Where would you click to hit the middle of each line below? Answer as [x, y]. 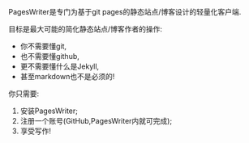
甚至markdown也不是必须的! [67, 76]
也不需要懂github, [49, 56]
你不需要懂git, [43, 46]
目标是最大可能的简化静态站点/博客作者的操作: [86, 29]
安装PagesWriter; [49, 111]
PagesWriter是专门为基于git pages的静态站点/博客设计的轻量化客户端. [125, 12]
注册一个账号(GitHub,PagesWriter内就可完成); [96, 121]
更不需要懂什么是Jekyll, [60, 66]
